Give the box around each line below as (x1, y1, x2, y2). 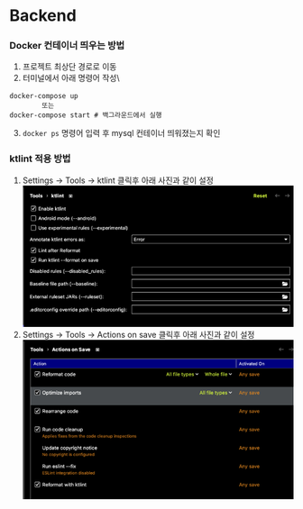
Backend (9, 5, 77, 26)
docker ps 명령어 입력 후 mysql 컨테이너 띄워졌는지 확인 (22, 128, 221, 139)
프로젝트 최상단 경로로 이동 (22, 61, 117, 72)
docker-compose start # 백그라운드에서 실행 (9, 111, 162, 120)
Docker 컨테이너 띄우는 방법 (9, 40, 125, 52)
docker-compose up (9, 92, 78, 101)
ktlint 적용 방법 (9, 152, 71, 165)
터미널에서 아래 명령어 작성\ (22, 73, 120, 84)
